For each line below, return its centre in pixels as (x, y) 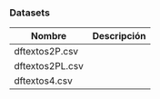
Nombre (49, 36)
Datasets (30, 13)
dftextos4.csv (43, 81)
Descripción (119, 36)
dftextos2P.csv (46, 52)
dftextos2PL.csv (49, 66)
